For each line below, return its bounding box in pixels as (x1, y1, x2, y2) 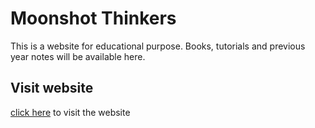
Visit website (10, 80, 94, 97)
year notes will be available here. (10, 50, 146, 62)
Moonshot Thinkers (10, 7, 177, 30)
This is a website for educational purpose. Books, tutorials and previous (10, 40, 306, 52)
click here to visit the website (10, 106, 131, 118)
